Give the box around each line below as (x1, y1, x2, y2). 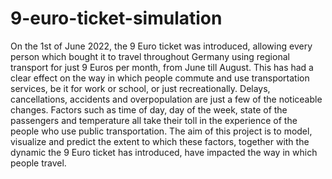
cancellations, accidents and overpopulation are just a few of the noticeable (10, 93, 323, 105)
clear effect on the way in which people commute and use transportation (10, 72, 310, 84)
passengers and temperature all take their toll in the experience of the (10, 114, 298, 126)
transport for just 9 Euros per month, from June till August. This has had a (10, 61, 314, 73)
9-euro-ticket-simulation (10, 7, 223, 30)
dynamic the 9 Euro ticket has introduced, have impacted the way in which (10, 146, 318, 158)
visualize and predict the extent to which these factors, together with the (10, 135, 310, 147)
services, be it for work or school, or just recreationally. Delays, (10, 82, 271, 94)
